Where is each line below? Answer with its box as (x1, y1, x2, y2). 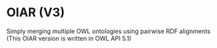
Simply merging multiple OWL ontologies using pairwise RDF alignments (6, 27, 211, 35)
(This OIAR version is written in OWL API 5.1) (6, 34, 132, 42)
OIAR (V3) (6, 5, 65, 20)
